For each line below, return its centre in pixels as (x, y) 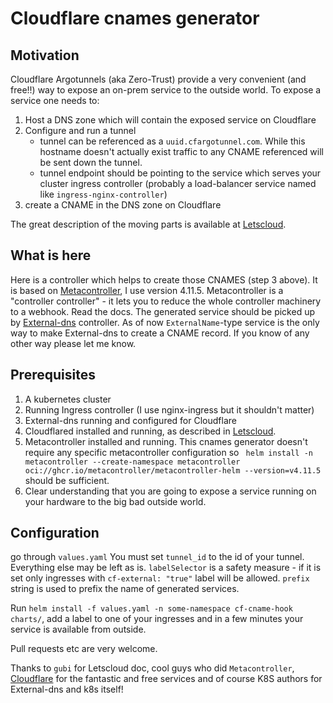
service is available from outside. (78, 629)
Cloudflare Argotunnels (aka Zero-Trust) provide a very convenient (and (158, 79)
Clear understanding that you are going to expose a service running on (170, 491)
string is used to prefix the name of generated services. (125, 589)
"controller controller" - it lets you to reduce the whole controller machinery (166, 301)
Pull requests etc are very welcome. (84, 649)
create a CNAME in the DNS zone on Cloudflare (123, 205)
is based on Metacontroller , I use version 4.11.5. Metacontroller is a (147, 290)
